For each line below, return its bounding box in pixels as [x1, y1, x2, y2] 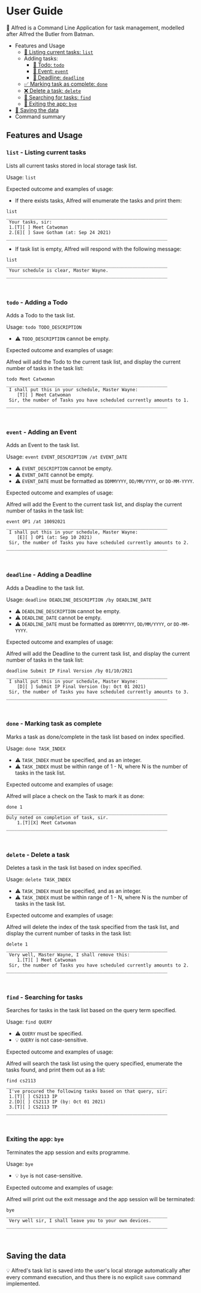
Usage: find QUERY [6, 1018, 52, 1025]
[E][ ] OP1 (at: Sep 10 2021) [17, 535, 93, 541]
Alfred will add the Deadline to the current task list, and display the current [6, 650, 190, 657]
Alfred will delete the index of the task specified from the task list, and [6, 923, 179, 931]
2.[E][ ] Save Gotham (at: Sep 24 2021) [8, 229, 112, 235]
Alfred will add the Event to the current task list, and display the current [6, 501, 182, 508]
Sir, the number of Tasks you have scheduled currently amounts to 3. [8, 689, 189, 695]
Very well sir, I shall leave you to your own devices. [8, 1217, 152, 1223]
